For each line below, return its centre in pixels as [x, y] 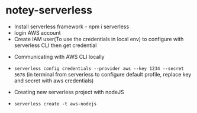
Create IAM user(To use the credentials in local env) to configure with [99, 39]
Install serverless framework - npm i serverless [72, 26]
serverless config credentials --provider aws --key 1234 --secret [99, 68]
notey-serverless [49, 10]
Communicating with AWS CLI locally [59, 56]
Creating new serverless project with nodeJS [69, 92]
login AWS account [37, 32]
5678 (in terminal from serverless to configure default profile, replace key [103, 74]
